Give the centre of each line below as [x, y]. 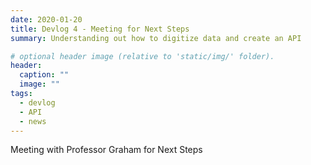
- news [33, 121]
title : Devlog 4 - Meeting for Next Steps [100, 29]
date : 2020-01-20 [46, 19]
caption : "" [44, 75]
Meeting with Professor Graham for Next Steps [106, 150]
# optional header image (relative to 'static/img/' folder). [142, 56]
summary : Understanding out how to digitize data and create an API [156, 38]
